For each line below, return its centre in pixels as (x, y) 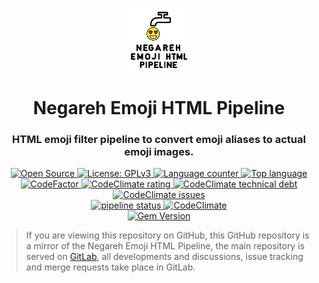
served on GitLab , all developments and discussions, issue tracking (164, 257)
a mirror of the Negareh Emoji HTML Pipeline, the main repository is (165, 246)
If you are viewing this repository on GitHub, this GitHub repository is (167, 235)
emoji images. (159, 152)
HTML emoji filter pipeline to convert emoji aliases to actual (159, 140)
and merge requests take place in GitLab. (110, 267)
